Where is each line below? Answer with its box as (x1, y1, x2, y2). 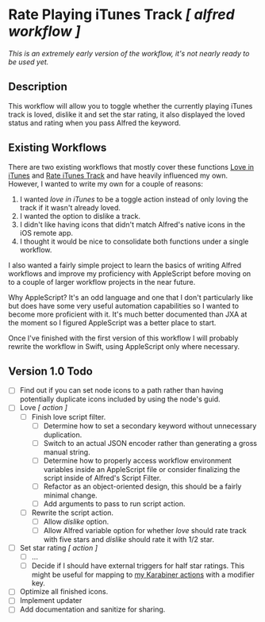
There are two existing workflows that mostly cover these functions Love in (8, 162, 255, 171)
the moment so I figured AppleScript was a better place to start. (8, 317, 217, 327)
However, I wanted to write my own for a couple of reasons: (8, 179, 204, 188)
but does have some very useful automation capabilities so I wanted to (8, 301, 240, 310)
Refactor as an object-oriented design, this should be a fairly (43, 482, 242, 491)
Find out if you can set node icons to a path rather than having (19, 386, 224, 395)
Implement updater (19, 596, 83, 605)
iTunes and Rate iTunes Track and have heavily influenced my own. (8, 171, 229, 180)
